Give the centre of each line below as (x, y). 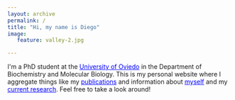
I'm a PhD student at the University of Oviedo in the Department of (105, 67)
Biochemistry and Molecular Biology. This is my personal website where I (114, 74)
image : (17, 34)
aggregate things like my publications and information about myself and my (117, 82)
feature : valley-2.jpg (50, 40)
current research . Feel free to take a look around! (79, 89)
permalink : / (27, 21)
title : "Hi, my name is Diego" (54, 27)
